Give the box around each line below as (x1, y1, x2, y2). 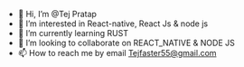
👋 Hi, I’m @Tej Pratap (17, 9, 98, 19)
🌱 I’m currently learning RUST (17, 28, 129, 38)
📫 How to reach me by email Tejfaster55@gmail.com (17, 48, 217, 58)
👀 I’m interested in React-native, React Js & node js (17, 18, 209, 29)
